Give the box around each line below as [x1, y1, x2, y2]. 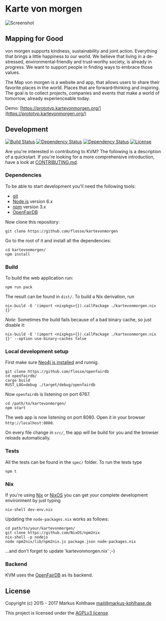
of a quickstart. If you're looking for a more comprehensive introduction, [5, 154, 155, 160]
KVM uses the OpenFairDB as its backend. [5, 572, 93, 578]
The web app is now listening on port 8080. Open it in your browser [5, 414, 145, 420]
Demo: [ [5, 105, 22, 111]
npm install [5, 251, 30, 257]
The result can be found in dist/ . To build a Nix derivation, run [5, 294, 135, 300]
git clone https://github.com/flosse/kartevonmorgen [5, 229, 118, 234]
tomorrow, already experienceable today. [5, 95, 91, 101]
